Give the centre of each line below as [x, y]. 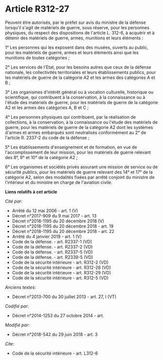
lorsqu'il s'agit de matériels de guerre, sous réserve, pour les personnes [77, 27]
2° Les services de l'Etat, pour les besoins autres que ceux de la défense [78, 67]
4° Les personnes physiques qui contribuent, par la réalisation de [71, 117]
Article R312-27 [37, 9]
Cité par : [14, 201]
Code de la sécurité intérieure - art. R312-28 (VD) [62, 267]
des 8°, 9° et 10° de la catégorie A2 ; [41, 157]
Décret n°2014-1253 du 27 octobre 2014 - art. [58, 315]
